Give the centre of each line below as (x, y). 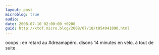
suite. (11, 48)
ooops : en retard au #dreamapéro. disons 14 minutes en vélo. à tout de (79, 42)
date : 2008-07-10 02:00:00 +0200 (40, 24)
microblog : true (22, 14)
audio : (12, 19)
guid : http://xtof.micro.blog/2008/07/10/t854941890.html (67, 28)
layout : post (19, 10)
